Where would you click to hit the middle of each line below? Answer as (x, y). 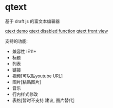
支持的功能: (17, 41)
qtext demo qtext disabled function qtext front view (56, 31)
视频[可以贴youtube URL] (38, 76)
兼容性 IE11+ (24, 51)
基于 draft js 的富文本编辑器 (32, 21)
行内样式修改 (25, 94)
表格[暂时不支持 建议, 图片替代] (43, 100)
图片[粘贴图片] (27, 82)
